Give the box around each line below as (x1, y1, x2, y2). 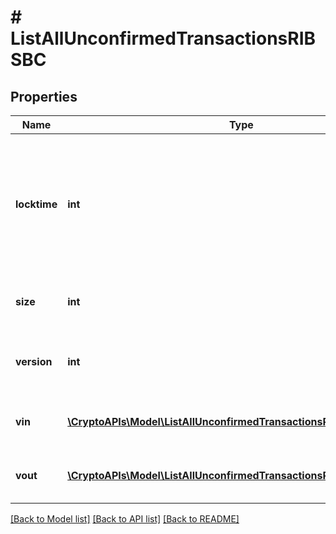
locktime (15, 197, 58, 211)
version (15, 355, 53, 368)
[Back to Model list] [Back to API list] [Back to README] (10, 513, 240, 525)
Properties (10, 88, 78, 105)
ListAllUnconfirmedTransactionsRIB (10, 27, 317, 50)
